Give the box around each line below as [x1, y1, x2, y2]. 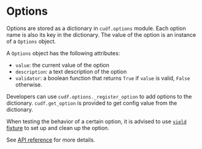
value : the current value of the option [15, 61, 109, 69]
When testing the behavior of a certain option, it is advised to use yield [6, 118, 187, 125]
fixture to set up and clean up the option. [6, 124, 109, 131]
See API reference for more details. [6, 136, 95, 143]
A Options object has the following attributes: [6, 49, 120, 56]
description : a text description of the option [15, 67, 127, 75]
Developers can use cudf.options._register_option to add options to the [6, 93, 192, 100]
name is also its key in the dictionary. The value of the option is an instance [6, 31, 196, 38]
